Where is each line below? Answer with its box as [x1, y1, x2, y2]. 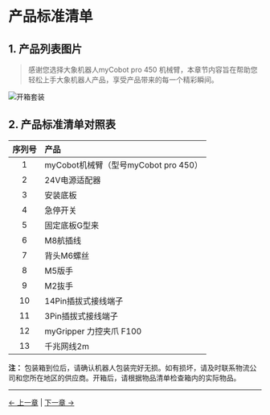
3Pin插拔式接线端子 [44, 310, 118, 322]
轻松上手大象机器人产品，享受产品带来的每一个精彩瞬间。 [27, 75, 219, 85]
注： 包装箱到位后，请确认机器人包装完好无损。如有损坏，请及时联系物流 [8, 363, 250, 372]
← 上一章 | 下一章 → [8, 397, 75, 407]
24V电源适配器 [44, 174, 101, 185]
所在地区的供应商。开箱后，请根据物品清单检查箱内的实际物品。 [29, 372, 241, 383]
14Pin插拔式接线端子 [44, 295, 124, 306]
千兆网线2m [44, 340, 90, 351]
